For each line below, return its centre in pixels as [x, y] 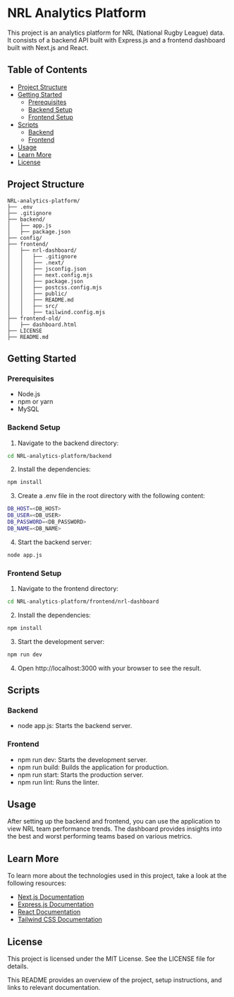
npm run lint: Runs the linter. [58, 782]
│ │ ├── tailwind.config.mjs [56, 312]
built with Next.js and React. [48, 47]
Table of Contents [48, 70]
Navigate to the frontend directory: [68, 588]
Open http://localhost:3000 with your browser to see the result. [110, 668]
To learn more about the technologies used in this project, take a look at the [117, 876]
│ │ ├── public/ [38, 294]
